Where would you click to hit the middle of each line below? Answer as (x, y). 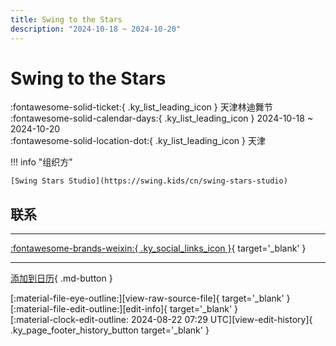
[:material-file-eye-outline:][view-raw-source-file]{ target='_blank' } (150, 298)
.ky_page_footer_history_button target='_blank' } (110, 330)
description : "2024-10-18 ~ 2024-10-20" (96, 29)
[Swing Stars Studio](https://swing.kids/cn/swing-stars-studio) (149, 181)
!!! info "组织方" (41, 162)
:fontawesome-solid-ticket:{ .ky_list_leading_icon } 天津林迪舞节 (141, 107)
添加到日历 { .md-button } (61, 278)
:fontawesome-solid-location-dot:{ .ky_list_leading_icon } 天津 (138, 141)
